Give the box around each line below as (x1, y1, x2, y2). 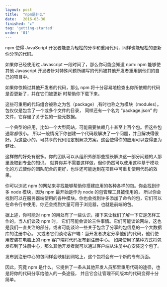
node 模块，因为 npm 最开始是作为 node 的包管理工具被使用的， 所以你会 (10, 189, 162, 194)
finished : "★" (5, 21, 35, 26)
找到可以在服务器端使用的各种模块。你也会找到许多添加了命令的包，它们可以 (5, 195, 162, 201)
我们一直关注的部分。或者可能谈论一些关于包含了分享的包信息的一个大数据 (9, 224, 162, 230)
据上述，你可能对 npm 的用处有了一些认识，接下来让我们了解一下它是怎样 (5, 212, 156, 218)
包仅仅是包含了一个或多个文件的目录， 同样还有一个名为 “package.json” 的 (5, 107, 158, 113)
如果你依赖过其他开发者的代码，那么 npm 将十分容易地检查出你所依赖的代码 (5, 85, 161, 90)
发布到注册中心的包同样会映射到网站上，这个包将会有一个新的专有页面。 (5, 254, 153, 259)
